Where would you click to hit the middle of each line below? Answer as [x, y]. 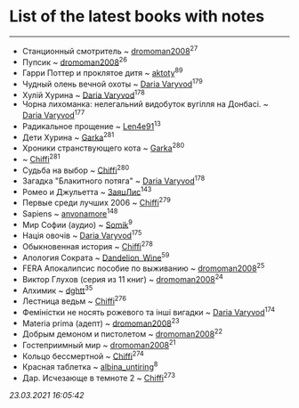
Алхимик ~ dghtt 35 [57, 290]
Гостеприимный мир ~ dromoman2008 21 [99, 344]
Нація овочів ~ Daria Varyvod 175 [82, 235]
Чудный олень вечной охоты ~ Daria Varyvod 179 [112, 83]
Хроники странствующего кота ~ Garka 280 [103, 147]
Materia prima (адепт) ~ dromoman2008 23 [101, 322]
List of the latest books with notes [137, 16]
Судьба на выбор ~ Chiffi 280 [76, 169]
